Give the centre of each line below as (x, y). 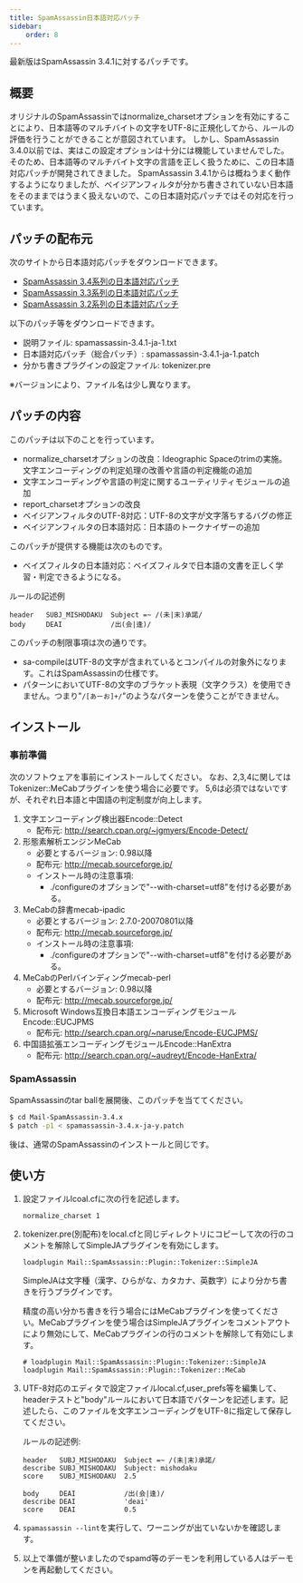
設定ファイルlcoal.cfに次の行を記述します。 (103, 1199)
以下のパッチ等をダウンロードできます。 (85, 323)
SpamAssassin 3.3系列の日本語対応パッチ (100, 293)
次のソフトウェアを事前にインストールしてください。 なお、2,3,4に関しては (150, 777)
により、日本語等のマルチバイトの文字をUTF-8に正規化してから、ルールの (156, 128)
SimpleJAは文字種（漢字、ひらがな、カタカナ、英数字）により (139, 1281)
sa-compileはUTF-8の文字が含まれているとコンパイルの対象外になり (151, 661)
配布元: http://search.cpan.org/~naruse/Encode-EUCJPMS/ (147, 1032)
